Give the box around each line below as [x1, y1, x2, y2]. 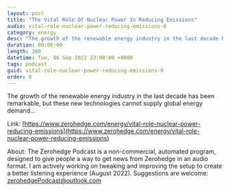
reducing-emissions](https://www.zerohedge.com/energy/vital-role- [7, 127, 200, 135]
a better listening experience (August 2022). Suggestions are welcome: [7, 169, 209, 177]
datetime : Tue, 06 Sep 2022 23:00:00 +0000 [7, 55, 133, 61]
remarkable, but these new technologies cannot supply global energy [7, 100, 203, 108]
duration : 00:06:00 [7, 42, 63, 48]
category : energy [7, 29, 57, 36]
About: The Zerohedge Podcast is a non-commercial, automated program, [7, 147, 216, 156]
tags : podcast [7, 61, 48, 68]
